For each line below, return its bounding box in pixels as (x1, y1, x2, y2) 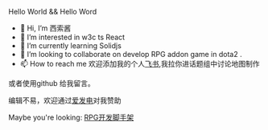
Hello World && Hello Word (8, 7, 97, 16)
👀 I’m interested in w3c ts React (19, 32, 126, 42)
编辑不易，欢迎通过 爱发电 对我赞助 (8, 95, 122, 105)
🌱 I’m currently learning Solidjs (19, 41, 122, 51)
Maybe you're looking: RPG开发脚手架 (8, 112, 134, 122)
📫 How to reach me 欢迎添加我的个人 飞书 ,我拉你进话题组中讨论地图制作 (19, 59, 260, 68)
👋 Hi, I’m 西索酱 (19, 23, 72, 33)
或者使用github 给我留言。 (8, 79, 95, 87)
